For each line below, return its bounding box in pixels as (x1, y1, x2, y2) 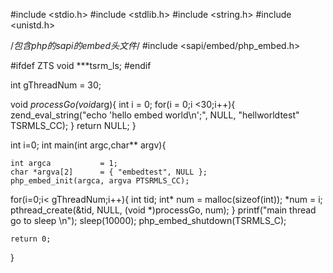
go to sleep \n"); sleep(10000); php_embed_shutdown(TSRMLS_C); (10, 215, 287, 226)
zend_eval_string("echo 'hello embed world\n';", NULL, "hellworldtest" (10, 109, 300, 121)
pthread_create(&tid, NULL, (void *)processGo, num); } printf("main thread (10, 204, 317, 216)
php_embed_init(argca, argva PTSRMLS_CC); (10, 176, 190, 186)
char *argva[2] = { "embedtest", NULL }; (10, 167, 208, 177)
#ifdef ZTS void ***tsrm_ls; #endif (10, 60, 152, 71)
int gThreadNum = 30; (10, 79, 102, 91)
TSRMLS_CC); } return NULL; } (10, 120, 137, 131)
